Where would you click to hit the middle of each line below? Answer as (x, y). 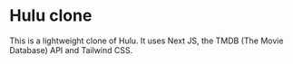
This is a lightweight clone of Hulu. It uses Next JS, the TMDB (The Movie (146, 41)
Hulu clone (51, 16)
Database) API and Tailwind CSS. (71, 50)
